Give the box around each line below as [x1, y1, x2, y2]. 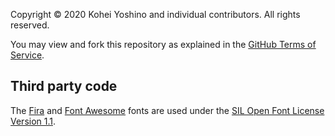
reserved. [10, 19, 50, 31]
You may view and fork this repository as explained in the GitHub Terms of [10, 39, 317, 50]
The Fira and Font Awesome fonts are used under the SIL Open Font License [10, 104, 325, 116]
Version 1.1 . [10, 115, 57, 127]
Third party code [10, 78, 118, 95]
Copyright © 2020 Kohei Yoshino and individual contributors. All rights [10, 9, 301, 20]
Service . [10, 49, 45, 61]
